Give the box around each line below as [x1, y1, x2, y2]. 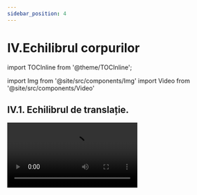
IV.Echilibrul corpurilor [7, 40, 140, 56]
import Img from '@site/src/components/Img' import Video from [7, 76, 191, 85]
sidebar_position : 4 [7, 10, 67, 17]
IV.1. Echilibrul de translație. [7, 103, 130, 115]
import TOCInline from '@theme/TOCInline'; [7, 63, 132, 71]
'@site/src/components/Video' [7, 84, 95, 92]
